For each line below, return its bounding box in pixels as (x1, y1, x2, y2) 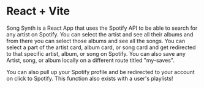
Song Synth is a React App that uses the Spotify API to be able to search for (6, 24, 198, 32)
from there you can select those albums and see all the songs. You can (6, 37, 186, 44)
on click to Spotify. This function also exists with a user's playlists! (6, 75, 173, 82)
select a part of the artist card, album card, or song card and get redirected (6, 44, 196, 51)
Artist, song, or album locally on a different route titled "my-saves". (6, 56, 175, 64)
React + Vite (6, 4, 70, 18)
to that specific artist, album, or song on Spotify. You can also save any (6, 50, 186, 57)
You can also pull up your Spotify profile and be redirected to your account (6, 68, 195, 75)
